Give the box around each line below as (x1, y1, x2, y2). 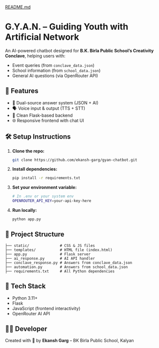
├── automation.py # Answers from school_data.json (5, 265, 128, 269)
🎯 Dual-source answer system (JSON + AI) (12, 100, 99, 105)
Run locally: (12, 207, 37, 213)
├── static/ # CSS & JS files (5, 243, 95, 248)
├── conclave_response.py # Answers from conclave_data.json (5, 260, 133, 265)
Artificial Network (5, 32, 79, 43)
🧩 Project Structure (5, 230, 65, 239)
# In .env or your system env (12, 194, 74, 199)
